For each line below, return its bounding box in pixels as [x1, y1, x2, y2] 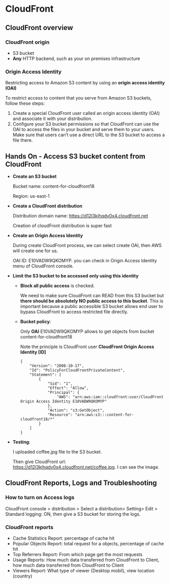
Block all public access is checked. [20, 283, 95, 289]
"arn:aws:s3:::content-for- [75, 412, 134, 417]
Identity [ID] [20, 349, 47, 355]
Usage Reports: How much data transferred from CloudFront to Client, [12, 557, 160, 563]
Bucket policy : [20, 318, 51, 324]
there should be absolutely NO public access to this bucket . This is [20, 298, 163, 304]
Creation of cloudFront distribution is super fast [12, 222, 112, 229]
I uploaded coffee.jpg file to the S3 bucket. [12, 448, 103, 455]
